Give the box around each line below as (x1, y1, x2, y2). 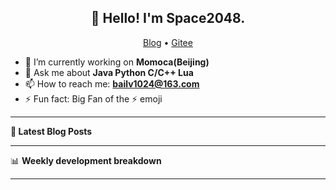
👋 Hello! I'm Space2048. (90, 10, 246, 27)
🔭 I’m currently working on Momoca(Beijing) (24, 56, 210, 68)
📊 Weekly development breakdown (10, 154, 162, 166)
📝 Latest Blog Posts (10, 125, 93, 137)
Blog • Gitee (143, 36, 193, 48)
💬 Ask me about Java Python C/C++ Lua (24, 66, 194, 78)
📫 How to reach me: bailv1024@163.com (24, 77, 200, 90)
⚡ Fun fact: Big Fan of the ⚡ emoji (24, 92, 163, 105)
